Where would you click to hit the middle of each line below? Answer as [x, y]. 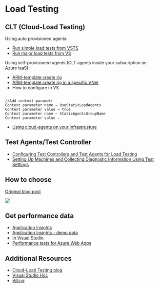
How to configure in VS [35, 88]
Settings [20, 164]
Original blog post [23, 192]
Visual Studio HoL [30, 275]
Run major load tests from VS [41, 53]
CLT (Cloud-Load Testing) [45, 27]
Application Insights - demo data [45, 233]
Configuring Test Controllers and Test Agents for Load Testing [75, 154]
